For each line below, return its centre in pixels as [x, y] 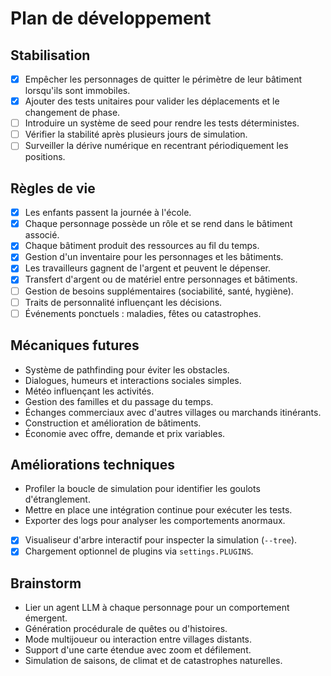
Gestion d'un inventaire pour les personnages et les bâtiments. [154, 257]
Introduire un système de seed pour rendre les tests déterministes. [162, 123]
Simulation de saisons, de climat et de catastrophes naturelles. [153, 661]
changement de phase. [72, 113]
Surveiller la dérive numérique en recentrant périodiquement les [156, 146]
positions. [45, 157]
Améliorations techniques [92, 464]
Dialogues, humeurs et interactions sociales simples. [133, 380]
